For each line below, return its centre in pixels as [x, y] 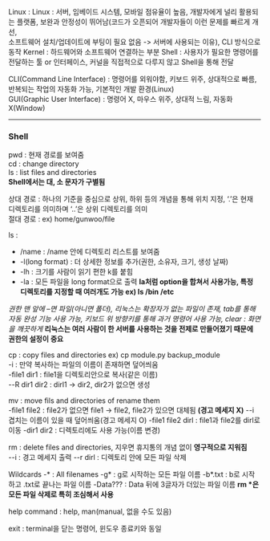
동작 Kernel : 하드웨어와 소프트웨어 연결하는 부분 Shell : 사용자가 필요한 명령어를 [133, 52]
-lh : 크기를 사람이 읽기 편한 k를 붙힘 [77, 272]
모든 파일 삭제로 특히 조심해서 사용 [61, 494]
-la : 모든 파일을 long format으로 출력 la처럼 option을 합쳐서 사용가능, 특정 [137, 282]
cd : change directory [44, 164]
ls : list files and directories [52, 173]
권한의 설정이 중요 [36, 339]
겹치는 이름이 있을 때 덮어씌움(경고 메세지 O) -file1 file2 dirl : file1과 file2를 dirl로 [134, 421]
